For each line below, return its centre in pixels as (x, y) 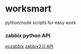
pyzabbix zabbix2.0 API (29, 46)
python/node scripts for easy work (40, 22)
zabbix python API (28, 35)
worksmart (28, 9)
